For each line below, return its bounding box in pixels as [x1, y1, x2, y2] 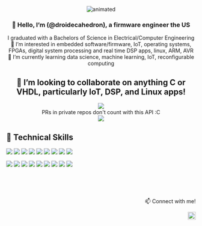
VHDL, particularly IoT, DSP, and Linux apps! [16, 87, 186, 97]
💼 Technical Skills [6, 132, 74, 142]
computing [87, 60, 115, 67]
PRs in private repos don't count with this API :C [41, 109, 161, 116]
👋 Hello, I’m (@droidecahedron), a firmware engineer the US [11, 20, 191, 29]
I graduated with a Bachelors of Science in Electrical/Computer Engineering [7, 34, 195, 41]
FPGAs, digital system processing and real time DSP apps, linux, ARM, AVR [8, 47, 194, 54]
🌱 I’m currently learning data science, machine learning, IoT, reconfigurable [8, 53, 194, 61]
